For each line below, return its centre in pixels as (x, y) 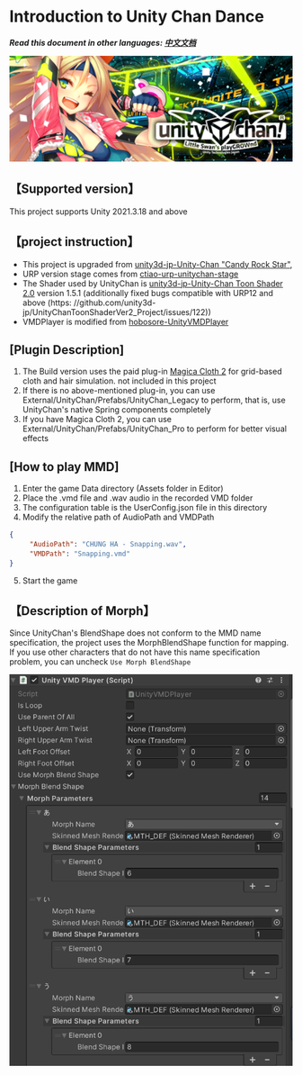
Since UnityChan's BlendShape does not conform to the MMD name (135, 633)
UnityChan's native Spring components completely (116, 410)
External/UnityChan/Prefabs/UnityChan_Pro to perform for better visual (155, 429)
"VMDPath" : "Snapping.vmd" (80, 554)
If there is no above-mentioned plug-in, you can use (119, 391)
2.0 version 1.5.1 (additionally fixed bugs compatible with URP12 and (148, 293)
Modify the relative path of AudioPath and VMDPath (118, 517)
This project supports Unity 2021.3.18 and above (98, 211)
